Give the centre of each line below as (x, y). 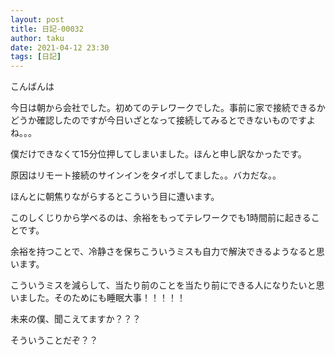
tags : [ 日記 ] (36, 57)
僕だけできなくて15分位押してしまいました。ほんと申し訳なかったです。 (158, 154)
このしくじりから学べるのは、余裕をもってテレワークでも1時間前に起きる (161, 218)
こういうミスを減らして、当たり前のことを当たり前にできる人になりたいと (163, 285)
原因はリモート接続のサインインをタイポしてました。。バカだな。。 (146, 175)
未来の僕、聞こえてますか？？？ (76, 319)
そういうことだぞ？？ (54, 340)
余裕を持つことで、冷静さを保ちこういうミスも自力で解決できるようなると (163, 252)
